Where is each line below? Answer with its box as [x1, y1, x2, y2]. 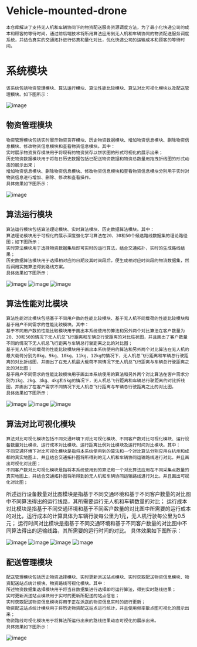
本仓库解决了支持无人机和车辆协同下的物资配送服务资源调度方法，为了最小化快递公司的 [6, 25, 185, 30]
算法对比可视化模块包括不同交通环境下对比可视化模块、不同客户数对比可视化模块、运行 [6, 436, 185, 442]
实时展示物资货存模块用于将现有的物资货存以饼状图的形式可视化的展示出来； [6, 149, 164, 156]
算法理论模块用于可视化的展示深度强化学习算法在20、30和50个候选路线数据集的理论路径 [6, 232, 188, 238]
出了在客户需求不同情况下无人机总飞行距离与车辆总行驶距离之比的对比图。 [23, 384, 176, 390]
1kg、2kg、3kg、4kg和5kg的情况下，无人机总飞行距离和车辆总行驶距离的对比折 [14, 378, 181, 384]
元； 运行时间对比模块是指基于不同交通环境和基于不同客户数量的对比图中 [6, 520, 182, 527]
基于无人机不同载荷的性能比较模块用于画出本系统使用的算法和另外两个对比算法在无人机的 [6, 347, 189, 352]
